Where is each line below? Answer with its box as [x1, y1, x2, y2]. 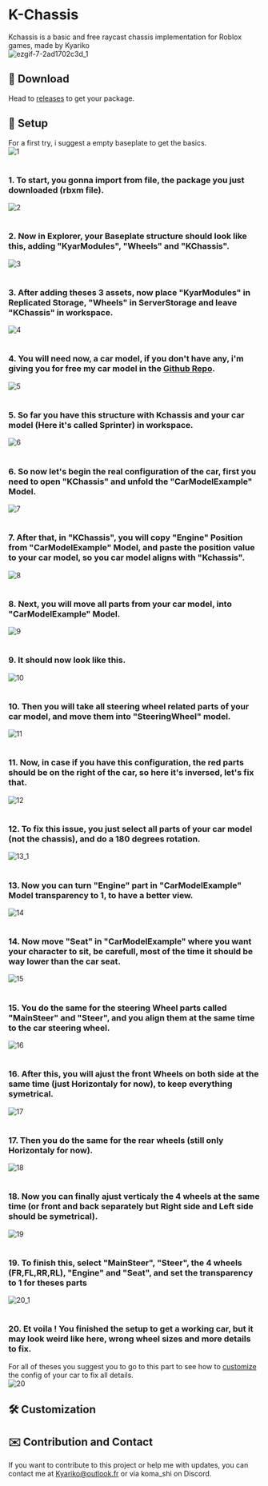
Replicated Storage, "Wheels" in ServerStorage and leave [8, 297, 238, 308]
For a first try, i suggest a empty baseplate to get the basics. [8, 138, 207, 147]
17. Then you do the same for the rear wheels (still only [8, 1134, 224, 1145]
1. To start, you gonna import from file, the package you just [8, 174, 245, 186]
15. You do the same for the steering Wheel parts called [8, 1002, 227, 1013]
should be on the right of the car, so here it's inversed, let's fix [8, 767, 254, 778]
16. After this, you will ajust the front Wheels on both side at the [8, 1069, 259, 1080]
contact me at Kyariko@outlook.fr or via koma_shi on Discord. [8, 1469, 212, 1479]
